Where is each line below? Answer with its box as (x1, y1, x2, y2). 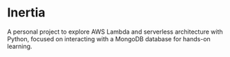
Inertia (7, 5, 46, 21)
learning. (7, 42, 32, 50)
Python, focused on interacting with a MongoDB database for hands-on (7, 34, 211, 43)
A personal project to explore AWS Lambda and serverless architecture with (7, 27, 223, 36)
